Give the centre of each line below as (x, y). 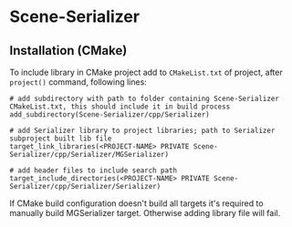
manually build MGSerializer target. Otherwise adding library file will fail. (145, 213)
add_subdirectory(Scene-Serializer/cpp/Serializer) (109, 115)
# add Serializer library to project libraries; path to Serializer (142, 130)
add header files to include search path (98, 170)
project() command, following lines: (78, 82)
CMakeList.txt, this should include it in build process (120, 107)
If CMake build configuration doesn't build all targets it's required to (136, 203)
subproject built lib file (61, 139)
